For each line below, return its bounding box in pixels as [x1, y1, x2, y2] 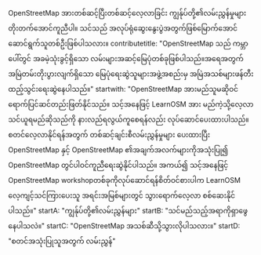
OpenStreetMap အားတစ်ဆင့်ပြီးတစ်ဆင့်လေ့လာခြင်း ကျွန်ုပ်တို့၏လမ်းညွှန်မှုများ [8, 9, 247, 17]
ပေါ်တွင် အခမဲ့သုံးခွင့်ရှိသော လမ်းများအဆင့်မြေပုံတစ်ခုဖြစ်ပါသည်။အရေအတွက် [8, 54, 245, 63]
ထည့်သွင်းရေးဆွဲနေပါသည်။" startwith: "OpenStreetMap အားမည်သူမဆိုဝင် [8, 85, 239, 93]
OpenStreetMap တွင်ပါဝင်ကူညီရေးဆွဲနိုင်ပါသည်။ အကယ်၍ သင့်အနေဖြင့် [8, 160, 229, 169]
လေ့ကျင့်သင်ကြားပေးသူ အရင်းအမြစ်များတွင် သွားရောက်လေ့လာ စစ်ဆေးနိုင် [8, 191, 236, 200]
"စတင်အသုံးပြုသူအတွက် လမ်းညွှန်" [8, 236, 116, 246]
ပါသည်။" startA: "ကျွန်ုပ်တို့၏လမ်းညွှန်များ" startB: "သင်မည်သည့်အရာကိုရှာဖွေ [8, 206, 248, 215]
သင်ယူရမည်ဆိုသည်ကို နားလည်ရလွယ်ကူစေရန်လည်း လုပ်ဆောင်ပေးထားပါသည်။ [8, 115, 249, 124]
